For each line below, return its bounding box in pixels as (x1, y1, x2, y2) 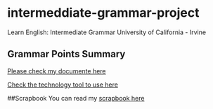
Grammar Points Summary (7, 48, 126, 60)
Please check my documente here (7, 66, 107, 75)
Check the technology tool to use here (7, 80, 118, 89)
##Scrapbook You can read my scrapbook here (7, 94, 145, 102)
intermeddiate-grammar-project (7, 5, 200, 21)
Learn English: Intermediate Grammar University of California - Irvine (7, 28, 206, 36)
